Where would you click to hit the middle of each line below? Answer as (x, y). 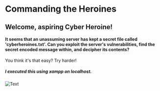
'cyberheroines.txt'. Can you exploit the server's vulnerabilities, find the (80, 44)
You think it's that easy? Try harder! (41, 60)
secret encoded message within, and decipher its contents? (67, 50)
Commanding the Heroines (61, 9)
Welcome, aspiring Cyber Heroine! (59, 27)
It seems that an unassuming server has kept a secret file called (71, 39)
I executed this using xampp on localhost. (48, 72)
